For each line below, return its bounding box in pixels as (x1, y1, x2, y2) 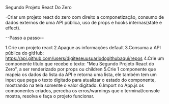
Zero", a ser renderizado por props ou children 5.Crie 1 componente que (5, 66, 156, 72)
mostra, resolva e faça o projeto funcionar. (5, 93, 95, 99)
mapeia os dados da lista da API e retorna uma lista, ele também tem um (5, 72, 157, 78)
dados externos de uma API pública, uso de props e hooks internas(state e (5, 20, 162, 25)
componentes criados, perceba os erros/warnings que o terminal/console (5, 88, 160, 93)
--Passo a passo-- (5, 35, 44, 41)
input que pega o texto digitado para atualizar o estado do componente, (5, 77, 156, 83)
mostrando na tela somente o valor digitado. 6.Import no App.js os (5, 82, 144, 88)
